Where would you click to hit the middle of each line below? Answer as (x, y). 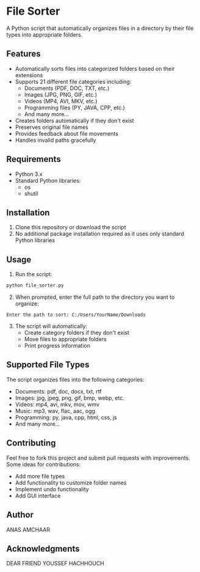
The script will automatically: (51, 326)
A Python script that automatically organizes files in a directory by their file (100, 28)
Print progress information (57, 346)
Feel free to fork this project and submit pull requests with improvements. (98, 458)
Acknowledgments (43, 548)
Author (20, 515)
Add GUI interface (38, 496)
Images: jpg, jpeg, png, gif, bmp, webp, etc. (70, 398)
